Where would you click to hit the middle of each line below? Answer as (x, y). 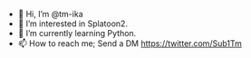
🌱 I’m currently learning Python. (77, 33)
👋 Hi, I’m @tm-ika (50, 14)
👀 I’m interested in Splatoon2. (73, 24)
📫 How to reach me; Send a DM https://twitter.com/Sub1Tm (130, 43)
